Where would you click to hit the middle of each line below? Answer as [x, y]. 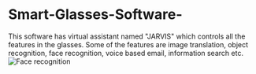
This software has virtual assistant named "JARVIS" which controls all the [127, 36]
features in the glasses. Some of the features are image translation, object [128, 44]
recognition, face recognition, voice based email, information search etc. [126, 53]
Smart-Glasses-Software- [95, 15]
